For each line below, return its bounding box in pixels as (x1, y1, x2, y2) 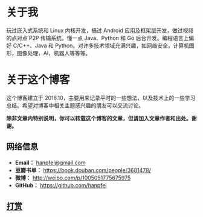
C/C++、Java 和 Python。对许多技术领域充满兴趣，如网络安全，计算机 (13, 42, 189, 49)
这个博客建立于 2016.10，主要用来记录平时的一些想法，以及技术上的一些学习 (6, 94, 196, 101)
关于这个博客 (6, 73, 71, 87)
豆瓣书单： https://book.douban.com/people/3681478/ (14, 166, 151, 173)
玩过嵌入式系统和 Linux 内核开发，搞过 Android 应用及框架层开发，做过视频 (6, 27, 194, 34)
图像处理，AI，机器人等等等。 (16, 49, 91, 56)
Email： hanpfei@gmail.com (14, 159, 86, 166)
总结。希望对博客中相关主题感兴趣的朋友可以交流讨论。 (6, 101, 144, 109)
